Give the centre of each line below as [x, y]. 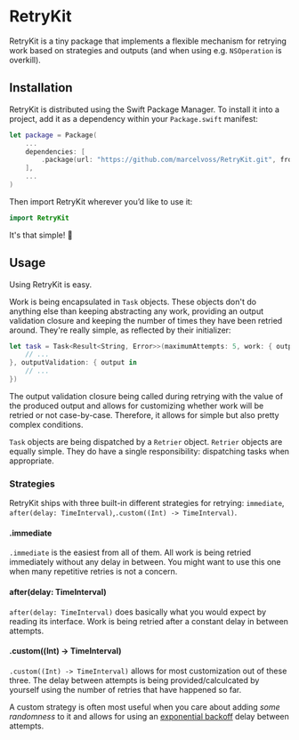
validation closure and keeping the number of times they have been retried [146, 320]
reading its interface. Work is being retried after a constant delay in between [149, 621]
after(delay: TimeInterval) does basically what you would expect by [138, 612]
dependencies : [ [56, 152]
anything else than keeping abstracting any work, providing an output [137, 311]
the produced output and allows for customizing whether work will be [137, 406]
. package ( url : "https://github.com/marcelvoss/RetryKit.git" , [159, 160]
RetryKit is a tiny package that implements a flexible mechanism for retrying [148, 41]
